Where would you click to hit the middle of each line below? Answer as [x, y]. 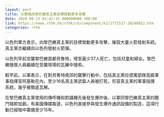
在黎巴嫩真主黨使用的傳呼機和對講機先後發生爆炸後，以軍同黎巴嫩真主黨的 [80, 97]
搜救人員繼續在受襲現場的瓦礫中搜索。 [48, 65]
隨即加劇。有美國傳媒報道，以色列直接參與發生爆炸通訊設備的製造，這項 [82, 104]
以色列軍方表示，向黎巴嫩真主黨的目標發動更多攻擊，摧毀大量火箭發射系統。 [82, 42]
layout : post [18, 10]
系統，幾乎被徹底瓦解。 [29, 87]
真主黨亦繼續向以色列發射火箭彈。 [39, 48]
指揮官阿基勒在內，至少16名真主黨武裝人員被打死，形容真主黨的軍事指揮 [82, 81]
